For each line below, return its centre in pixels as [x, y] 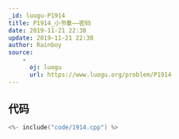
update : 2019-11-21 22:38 [51, 38]
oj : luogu [45, 68]
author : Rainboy [35, 45]
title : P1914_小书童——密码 [50, 23]
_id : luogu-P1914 [37, 15]
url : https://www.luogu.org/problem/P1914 [100, 75]
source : [21, 52]
